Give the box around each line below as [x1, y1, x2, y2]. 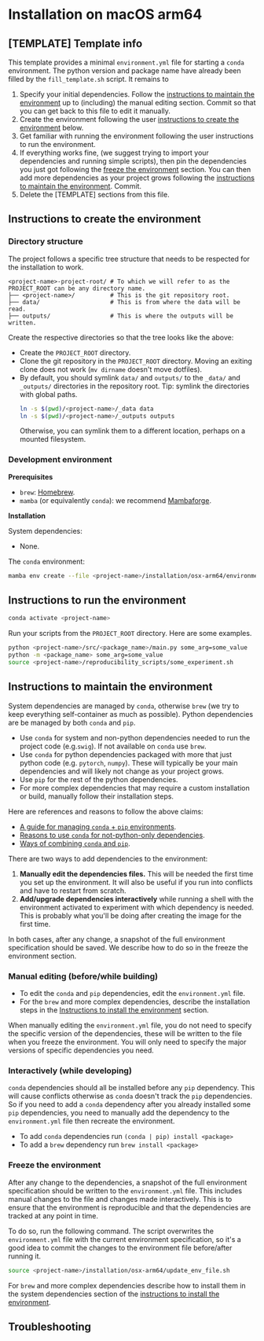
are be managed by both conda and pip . [8, 718, 136, 727]
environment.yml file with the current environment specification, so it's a [8, 1234, 241, 1244]
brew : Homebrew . [19, 487, 75, 497]
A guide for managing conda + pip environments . [19, 821, 177, 831]
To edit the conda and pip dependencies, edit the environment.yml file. [19, 989, 246, 998]
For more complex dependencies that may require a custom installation [19, 783, 250, 792]
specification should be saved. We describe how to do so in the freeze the [8, 942, 249, 952]
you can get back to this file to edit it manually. [19, 106, 171, 116]
